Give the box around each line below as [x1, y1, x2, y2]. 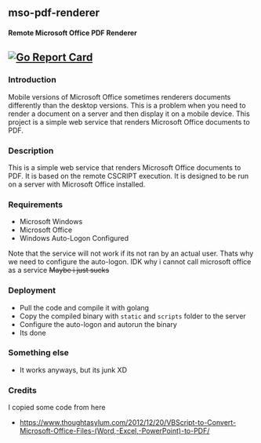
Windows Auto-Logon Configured [19, 234, 129, 243]
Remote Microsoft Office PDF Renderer [8, 27, 137, 38]
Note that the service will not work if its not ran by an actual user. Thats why [8, 249, 254, 258]
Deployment [8, 285, 56, 296]
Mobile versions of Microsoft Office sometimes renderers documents [8, 92, 231, 101]
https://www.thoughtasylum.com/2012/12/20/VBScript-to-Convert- [19, 418, 237, 427]
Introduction [8, 74, 56, 85]
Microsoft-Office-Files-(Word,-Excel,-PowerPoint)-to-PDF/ [19, 427, 210, 436]
